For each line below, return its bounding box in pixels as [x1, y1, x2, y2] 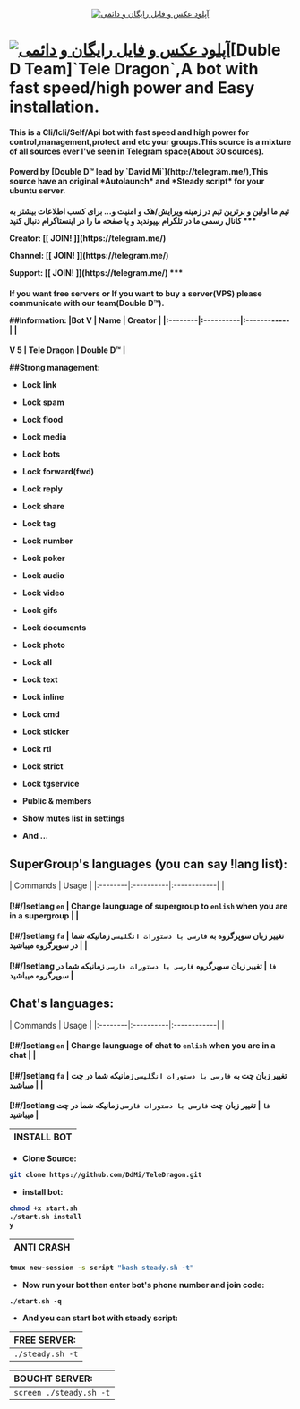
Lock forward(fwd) [21, 466, 95, 477]
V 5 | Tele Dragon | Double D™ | [9, 345, 126, 355]
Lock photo [21, 640, 65, 651]
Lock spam [21, 397, 64, 407]
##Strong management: [9, 363, 100, 373]
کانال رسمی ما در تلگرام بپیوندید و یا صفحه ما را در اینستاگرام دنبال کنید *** [9, 215, 257, 226]
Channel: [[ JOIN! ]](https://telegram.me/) [9, 250, 169, 260]
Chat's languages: [9, 996, 115, 1012]
